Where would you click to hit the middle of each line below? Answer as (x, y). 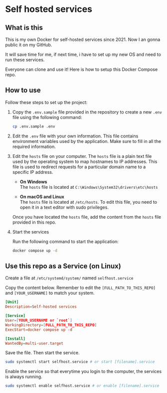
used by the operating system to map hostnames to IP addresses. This (85, 161)
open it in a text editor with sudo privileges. (64, 207)
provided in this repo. (34, 222)
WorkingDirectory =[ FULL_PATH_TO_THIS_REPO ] (51, 325)
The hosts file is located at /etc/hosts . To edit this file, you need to (88, 202)
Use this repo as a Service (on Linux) (63, 266)
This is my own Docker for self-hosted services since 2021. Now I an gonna (83, 39)
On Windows (33, 182)
